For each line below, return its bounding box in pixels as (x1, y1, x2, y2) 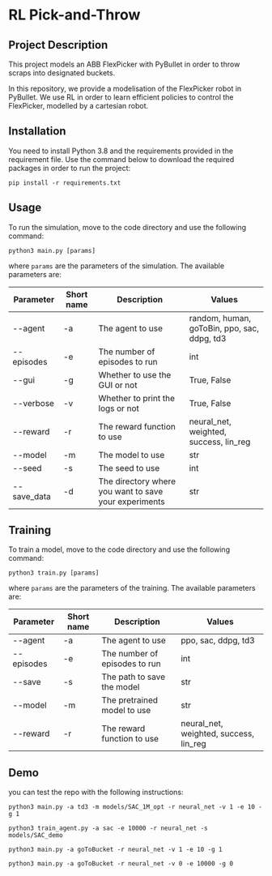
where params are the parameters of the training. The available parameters (8, 583, 257, 593)
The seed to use (98, 462, 160, 473)
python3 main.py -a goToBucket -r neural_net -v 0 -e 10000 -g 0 (8, 860, 233, 868)
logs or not (98, 403, 139, 414)
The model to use (98, 449, 165, 460)
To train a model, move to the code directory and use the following (8, 545, 231, 554)
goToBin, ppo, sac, (189, 323, 259, 334)
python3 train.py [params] (8, 569, 100, 577)
